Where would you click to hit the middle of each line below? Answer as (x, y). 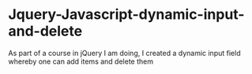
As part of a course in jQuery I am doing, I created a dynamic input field (124, 53)
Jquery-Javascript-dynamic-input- (126, 15)
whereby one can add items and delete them (81, 61)
